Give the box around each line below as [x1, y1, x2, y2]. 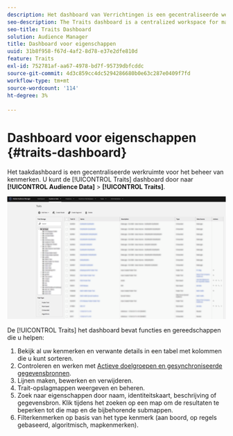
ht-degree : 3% [7, 92, 49, 99]
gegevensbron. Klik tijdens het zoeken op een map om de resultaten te [17, 398, 220, 407]
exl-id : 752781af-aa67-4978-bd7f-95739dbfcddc [7, 63, 144, 70]
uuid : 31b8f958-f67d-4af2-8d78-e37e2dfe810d [7, 48, 138, 55]
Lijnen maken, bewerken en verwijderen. [17, 376, 134, 385]
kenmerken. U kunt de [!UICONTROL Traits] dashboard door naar [7, 175, 193, 184]
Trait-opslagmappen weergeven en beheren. [17, 383, 146, 392]
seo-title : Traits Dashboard [7, 26, 92, 33]
